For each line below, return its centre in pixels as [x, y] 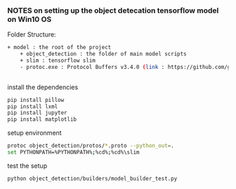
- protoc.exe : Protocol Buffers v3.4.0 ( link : [92, 67]
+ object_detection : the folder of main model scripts [104, 54]
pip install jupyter [38, 113]
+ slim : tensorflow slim [58, 61]
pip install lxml [33, 106]
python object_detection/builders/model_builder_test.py [92, 178]
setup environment [34, 133]
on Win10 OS [29, 19]
